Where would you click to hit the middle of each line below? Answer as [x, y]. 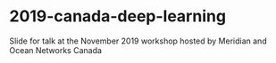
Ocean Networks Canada [56, 50]
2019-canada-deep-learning [117, 16]
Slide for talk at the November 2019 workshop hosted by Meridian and [138, 41]
